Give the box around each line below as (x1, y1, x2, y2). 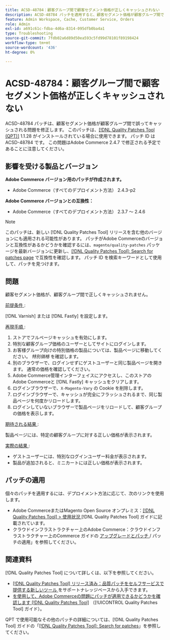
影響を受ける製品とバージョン (5, 162, 98, 170)
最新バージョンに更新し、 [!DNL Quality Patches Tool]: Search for (18, 248, 153, 254)
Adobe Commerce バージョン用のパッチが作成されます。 (5, 177, 125, 183)
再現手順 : (5, 324, 26, 330)
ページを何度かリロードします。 (17, 398, 83, 404)
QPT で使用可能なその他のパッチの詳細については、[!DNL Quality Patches (5, 616, 158, 622)
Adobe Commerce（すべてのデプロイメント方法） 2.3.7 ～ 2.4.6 (12, 208, 145, 215)
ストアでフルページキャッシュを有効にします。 (12, 334, 110, 340)
